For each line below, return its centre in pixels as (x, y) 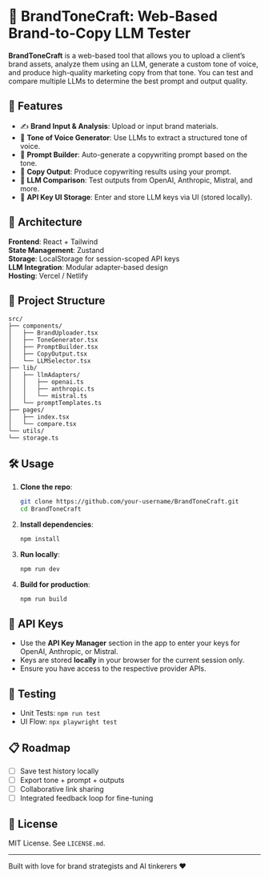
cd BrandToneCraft (50, 509)
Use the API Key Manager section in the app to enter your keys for (130, 643)
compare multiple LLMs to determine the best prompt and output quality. (128, 81)
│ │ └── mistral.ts (48, 396)
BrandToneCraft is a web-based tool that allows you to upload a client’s (127, 55)
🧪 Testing (32, 694)
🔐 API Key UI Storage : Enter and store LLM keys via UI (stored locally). (136, 197)
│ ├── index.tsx (39, 417)
